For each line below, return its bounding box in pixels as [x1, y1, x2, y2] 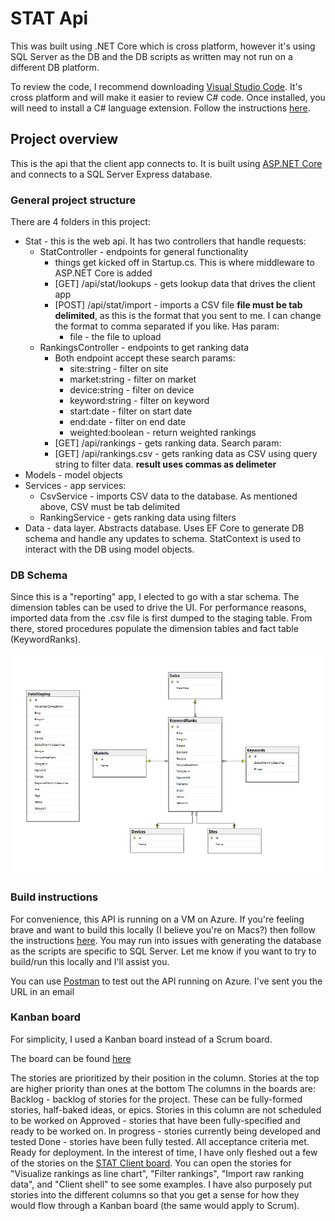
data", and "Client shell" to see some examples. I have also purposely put [10, 1178, 313, 1190]
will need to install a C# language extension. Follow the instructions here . [10, 102, 311, 114]
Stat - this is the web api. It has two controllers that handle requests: [24, 235, 307, 247]
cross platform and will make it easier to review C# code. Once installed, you [10, 91, 326, 103]
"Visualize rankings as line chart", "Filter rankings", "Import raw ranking [10, 1167, 305, 1179]
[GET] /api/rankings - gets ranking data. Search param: [54, 437, 282, 449]
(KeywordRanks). [10, 633, 82, 646]
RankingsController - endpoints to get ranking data [39, 342, 250, 354]
